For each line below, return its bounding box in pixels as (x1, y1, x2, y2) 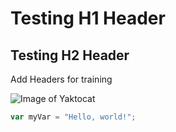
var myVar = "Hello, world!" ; (10, 112, 137, 122)
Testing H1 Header (10, 7, 166, 30)
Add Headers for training (10, 73, 113, 85)
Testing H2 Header (10, 47, 130, 64)
